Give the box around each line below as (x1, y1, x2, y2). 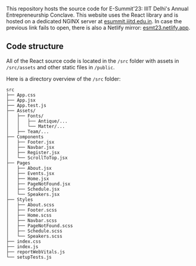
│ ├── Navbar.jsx (6, 144, 55, 150)
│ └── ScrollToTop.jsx (6, 155, 68, 161)
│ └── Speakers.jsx (6, 191, 60, 197)
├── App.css (6, 92, 36, 98)
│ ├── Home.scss (6, 212, 52, 218)
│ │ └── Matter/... (6, 123, 66, 129)
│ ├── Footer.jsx (6, 139, 55, 145)
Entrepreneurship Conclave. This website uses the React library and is (6, 11, 179, 19)
